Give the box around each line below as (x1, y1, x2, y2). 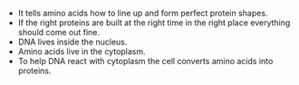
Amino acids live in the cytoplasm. (17, 46, 147, 57)
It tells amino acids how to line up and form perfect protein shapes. (17, 8, 268, 18)
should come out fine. (17, 27, 101, 37)
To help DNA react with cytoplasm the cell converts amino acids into (17, 56, 274, 66)
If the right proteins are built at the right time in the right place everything (17, 17, 291, 28)
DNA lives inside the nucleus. (17, 36, 128, 47)
